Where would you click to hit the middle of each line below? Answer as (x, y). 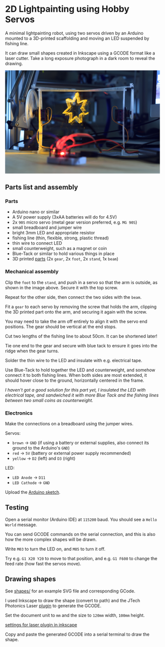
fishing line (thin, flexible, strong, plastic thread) (60, 238)
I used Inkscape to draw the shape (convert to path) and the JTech (73, 600)
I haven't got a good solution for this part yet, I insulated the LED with (75, 390)
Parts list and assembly (42, 187)
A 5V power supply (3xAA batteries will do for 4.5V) (64, 217)
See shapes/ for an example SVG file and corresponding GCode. (70, 591)
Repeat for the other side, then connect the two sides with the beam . (73, 297)
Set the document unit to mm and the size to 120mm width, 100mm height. (75, 615)
